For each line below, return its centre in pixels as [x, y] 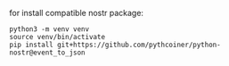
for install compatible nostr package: [77, 13]
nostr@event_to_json [48, 53]
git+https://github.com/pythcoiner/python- [139, 45]
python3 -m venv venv [49, 29]
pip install [31, 45]
